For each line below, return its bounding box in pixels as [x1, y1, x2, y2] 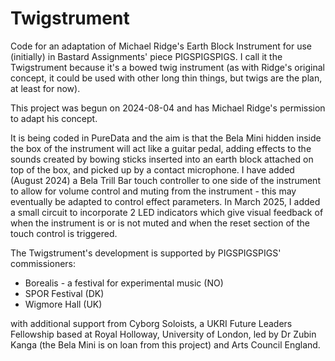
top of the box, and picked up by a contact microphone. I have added [10, 163, 295, 176]
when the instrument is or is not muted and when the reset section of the [10, 217, 310, 229]
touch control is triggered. [10, 227, 118, 239]
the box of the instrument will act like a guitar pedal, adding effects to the [10, 142, 312, 154]
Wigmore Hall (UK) [24, 298, 103, 310]
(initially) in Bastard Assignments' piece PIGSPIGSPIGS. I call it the [10, 50, 283, 62]
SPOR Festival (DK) [24, 287, 105, 299]
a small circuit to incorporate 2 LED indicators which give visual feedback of [10, 206, 324, 218]
